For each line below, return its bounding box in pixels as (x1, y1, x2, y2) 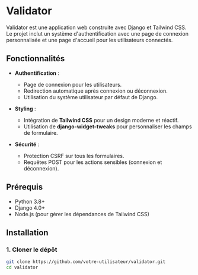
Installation (6, 227, 49, 238)
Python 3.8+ (14, 198, 46, 205)
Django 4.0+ (14, 204, 46, 211)
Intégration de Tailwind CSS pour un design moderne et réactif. (23, 116, 179, 124)
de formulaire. (23, 129, 58, 136)
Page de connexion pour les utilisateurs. (23, 81, 122, 88)
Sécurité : (14, 141, 40, 148)
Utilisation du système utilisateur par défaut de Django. (23, 93, 158, 100)
